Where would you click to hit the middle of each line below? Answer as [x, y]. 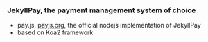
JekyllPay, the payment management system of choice [102, 10]
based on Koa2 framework [55, 32]
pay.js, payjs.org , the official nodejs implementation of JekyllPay [109, 25]
